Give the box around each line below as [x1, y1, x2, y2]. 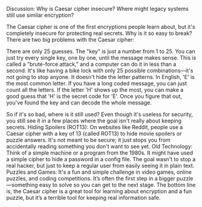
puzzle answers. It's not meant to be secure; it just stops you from [6, 136, 171, 144]
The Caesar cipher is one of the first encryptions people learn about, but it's [6, 24, 195, 30]
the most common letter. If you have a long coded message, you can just [6, 80, 187, 87]
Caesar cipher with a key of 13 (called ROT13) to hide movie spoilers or [6, 130, 182, 137]
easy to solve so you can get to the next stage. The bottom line [39, 181, 196, 188]
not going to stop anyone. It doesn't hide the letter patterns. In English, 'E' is [6, 74, 195, 80]
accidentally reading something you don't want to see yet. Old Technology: [6, 143, 193, 150]
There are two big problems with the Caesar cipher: [6, 36, 134, 43]
